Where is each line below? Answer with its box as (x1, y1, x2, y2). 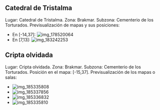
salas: (5, 74, 17, 80)
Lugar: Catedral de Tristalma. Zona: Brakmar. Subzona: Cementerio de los (5, 17, 154, 22)
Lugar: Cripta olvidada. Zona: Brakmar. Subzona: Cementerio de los (5, 64, 141, 70)
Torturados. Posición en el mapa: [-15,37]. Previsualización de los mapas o (5, 69, 156, 75)
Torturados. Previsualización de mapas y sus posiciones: (5, 22, 120, 28)
